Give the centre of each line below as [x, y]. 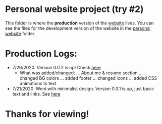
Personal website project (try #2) [74, 9]
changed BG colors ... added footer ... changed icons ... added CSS [88, 78]
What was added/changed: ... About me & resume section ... [81, 73]
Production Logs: [41, 54]
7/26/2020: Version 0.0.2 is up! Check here [56, 67]
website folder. [20, 33]
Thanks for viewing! [47, 114]
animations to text [38, 83]
